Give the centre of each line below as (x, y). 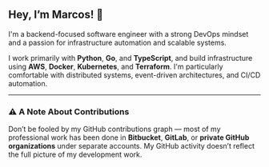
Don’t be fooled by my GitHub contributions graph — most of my (115, 129)
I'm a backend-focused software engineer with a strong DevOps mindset (128, 34)
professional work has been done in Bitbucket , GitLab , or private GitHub (129, 137)
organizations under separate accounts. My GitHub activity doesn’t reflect (131, 146)
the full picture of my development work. (75, 155)
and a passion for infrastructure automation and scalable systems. (117, 42)
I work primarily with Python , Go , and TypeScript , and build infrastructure (130, 58)
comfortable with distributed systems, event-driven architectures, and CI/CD (134, 75)
